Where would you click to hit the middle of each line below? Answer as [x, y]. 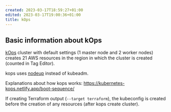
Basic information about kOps [54, 40]
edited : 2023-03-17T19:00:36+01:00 [43, 15]
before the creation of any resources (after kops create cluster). [72, 104]
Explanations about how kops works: [44, 83]
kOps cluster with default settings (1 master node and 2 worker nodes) [79, 53]
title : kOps [18, 19]
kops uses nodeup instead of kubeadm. [47, 73]
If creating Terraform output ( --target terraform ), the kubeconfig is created [86, 99]
